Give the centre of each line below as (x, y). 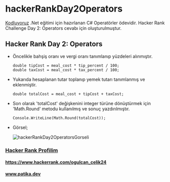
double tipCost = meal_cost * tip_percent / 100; (66, 65)
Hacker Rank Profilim (32, 150)
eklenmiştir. (25, 84)
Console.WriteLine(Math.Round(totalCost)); (59, 118)
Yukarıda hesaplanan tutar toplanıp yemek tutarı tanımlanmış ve (79, 79)
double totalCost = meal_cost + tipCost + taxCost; (68, 94)
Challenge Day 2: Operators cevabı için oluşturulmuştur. (63, 28)
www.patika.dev (23, 174)
